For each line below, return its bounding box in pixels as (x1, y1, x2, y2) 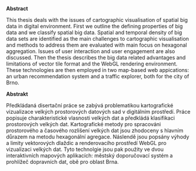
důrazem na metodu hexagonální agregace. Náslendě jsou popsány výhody (6, 133, 190, 140)
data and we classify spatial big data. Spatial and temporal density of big (6, 29, 182, 36)
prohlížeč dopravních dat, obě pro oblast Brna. (6, 159, 119, 165)
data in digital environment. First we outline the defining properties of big (6, 23, 183, 29)
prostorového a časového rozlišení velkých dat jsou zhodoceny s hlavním (6, 127, 184, 134)
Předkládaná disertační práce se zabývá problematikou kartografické (6, 102, 174, 108)
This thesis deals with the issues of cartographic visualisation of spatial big (6, 17, 188, 23)
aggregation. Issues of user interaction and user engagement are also (6, 48, 175, 55)
